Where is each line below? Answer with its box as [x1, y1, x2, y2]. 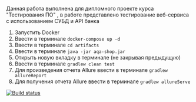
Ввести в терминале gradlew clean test [14, 60, 115, 67]
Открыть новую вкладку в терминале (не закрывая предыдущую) [14, 54, 181, 61]
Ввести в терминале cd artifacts [14, 41, 99, 48]
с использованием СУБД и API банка [6, 18, 100, 24]
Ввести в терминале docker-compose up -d [14, 35, 121, 42]
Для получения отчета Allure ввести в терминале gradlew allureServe [14, 78, 191, 85]
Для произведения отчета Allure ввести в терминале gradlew [14, 67, 168, 73]
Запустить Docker [14, 29, 60, 36]
